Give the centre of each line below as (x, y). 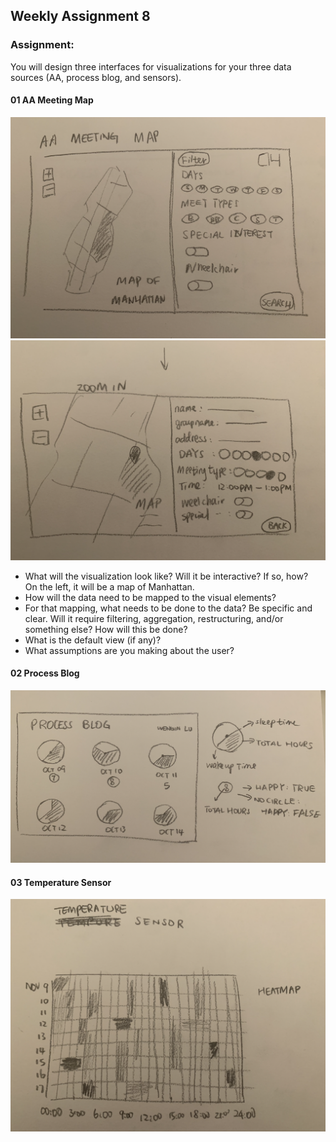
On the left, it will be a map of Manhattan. (109, 586)
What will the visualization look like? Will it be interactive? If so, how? (166, 576)
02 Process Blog (45, 673)
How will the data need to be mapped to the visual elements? (150, 597)
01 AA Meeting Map (52, 100)
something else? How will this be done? (106, 629)
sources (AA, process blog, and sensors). (96, 77)
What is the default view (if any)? (93, 640)
